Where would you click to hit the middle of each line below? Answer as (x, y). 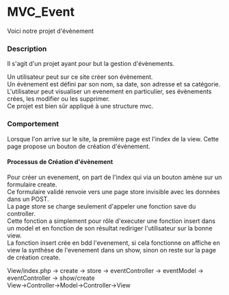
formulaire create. (32, 184)
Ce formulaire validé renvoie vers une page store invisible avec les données (113, 191)
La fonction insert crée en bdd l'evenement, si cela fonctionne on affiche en (113, 243)
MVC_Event (41, 12)
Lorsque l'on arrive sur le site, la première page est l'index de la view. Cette (113, 139)
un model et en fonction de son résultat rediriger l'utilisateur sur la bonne (110, 228)
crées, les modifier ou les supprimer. (59, 99)
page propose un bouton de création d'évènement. (79, 146)
